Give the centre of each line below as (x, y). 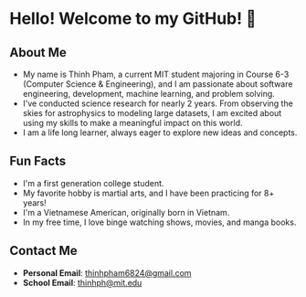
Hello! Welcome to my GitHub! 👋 (133, 19)
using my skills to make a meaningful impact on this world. (132, 123)
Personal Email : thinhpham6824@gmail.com (107, 272)
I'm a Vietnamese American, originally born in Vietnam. (126, 212)
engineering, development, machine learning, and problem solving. (149, 94)
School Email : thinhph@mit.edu (82, 282)
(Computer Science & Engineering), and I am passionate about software (158, 84)
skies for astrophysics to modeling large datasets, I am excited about (152, 113)
